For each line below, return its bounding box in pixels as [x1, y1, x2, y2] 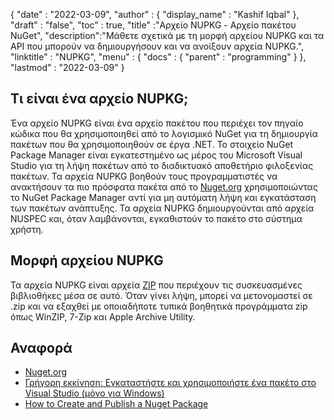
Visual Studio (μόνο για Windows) [24, 387, 165, 399]
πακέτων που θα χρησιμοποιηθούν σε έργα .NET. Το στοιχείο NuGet [10, 138, 294, 150]
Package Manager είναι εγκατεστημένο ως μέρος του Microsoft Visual [10, 149, 303, 161]
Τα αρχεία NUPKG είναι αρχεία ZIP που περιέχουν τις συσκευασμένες [10, 279, 303, 291]
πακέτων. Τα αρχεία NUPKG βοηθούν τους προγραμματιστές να [10, 170, 278, 182]
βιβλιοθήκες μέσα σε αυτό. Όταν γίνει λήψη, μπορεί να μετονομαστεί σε [10, 289, 313, 301]
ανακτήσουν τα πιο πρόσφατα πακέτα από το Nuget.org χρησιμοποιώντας [10, 180, 318, 193]
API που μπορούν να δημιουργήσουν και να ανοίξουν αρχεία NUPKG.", [10, 40, 305, 52]
